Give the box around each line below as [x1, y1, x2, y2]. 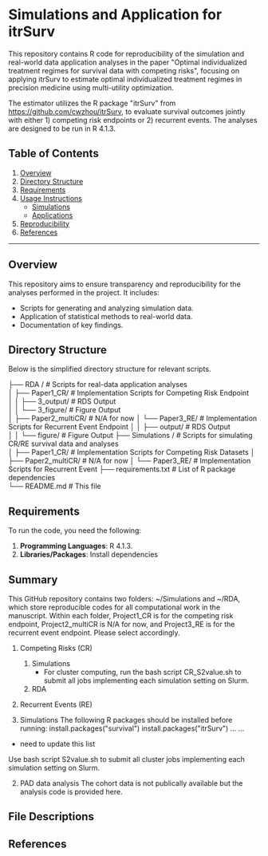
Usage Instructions [19, 193, 82, 203]
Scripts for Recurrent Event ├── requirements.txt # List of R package [8, 464, 236, 474]
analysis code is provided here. [19, 787, 123, 796]
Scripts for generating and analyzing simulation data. [19, 303, 194, 313]
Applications [31, 210, 73, 220]
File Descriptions [8, 810, 94, 823]
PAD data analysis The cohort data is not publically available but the [19, 779, 243, 787]
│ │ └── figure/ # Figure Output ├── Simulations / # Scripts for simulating [8, 431, 253, 440]
